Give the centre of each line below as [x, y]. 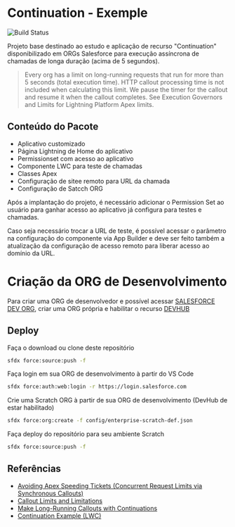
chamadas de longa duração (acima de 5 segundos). [83, 61]
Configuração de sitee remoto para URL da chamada [94, 181]
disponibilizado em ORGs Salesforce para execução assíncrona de [103, 53]
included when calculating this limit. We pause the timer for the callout [126, 89]
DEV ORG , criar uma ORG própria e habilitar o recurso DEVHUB [99, 308]
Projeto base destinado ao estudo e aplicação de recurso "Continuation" [112, 46]
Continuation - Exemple [78, 13]
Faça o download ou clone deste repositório [71, 348]
